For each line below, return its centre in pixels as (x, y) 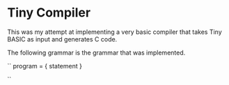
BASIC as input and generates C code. (62, 39)
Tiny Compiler (49, 13)
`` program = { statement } (45, 66)
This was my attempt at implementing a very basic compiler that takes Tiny (115, 32)
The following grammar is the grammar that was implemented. (96, 53)
